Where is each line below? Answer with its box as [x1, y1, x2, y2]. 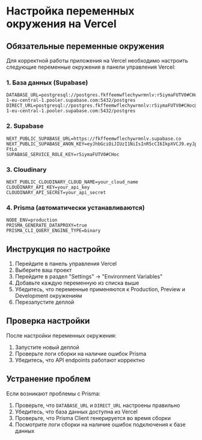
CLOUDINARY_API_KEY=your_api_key [6, 184, 90, 190]
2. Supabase [6, 122, 44, 130]
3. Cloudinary [6, 165, 47, 174]
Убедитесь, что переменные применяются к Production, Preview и [14, 286, 185, 293]
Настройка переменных [6, 4, 135, 18]
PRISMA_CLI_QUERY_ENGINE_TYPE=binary [6, 228, 101, 234]
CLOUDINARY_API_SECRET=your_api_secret [6, 189, 106, 195]
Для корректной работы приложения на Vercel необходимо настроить [6, 57, 188, 64]
